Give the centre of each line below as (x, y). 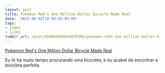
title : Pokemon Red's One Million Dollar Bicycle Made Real (68, 14)
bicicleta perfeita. (23, 65)
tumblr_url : (17, 37)
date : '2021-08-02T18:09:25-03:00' (41, 18)
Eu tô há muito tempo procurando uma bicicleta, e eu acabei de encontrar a (82, 60)
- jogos (13, 28)
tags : (11, 23)
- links (13, 32)
